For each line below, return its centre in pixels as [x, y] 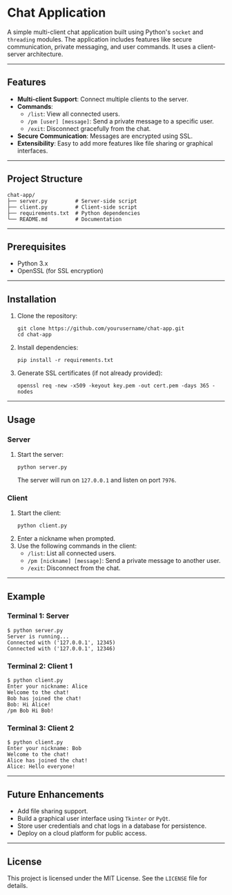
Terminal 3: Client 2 [41, 728]
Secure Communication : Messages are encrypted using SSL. [105, 136]
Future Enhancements [56, 794]
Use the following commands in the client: [77, 546]
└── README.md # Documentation [65, 219]
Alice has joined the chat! [48, 761]
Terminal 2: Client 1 [40, 666]
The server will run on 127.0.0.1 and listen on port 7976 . [97, 480]
